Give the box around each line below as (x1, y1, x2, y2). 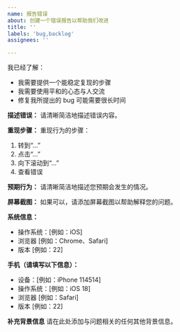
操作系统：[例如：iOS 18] (17, 285, 91, 293)
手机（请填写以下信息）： (7, 261, 79, 269)
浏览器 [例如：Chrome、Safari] (17, 236, 108, 245)
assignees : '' (7, 37, 50, 44)
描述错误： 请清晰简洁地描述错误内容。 (7, 111, 121, 120)
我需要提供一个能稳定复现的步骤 (17, 79, 111, 87)
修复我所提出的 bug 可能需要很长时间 (17, 96, 126, 105)
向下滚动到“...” (17, 159, 60, 167)
